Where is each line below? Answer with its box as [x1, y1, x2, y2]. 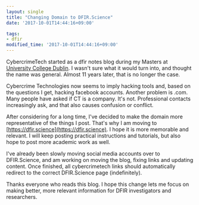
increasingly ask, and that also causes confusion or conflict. [6, 102, 154, 108]
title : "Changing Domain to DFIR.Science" [6, 14, 113, 20]
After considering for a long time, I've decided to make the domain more [6, 113, 183, 120]
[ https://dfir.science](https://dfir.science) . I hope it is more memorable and [6, 126, 189, 133]
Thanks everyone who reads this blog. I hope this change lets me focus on [6, 180, 189, 188]
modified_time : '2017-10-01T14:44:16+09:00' [6, 42, 119, 48]
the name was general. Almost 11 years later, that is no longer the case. [6, 71, 181, 78]
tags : [6, 30, 20, 36]
